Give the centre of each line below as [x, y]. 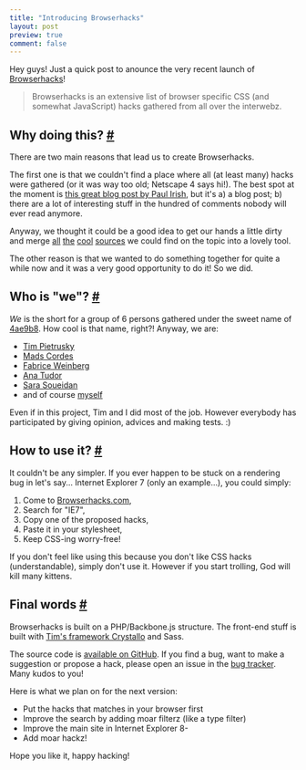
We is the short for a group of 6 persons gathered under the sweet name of [151, 318]
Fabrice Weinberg [56, 365]
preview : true [36, 35]
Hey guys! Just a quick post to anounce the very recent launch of [132, 69]
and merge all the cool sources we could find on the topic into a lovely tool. [150, 241]
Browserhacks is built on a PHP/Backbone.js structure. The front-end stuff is [153, 627]
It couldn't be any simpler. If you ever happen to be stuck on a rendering [145, 473]
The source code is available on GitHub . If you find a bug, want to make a [147, 654]
